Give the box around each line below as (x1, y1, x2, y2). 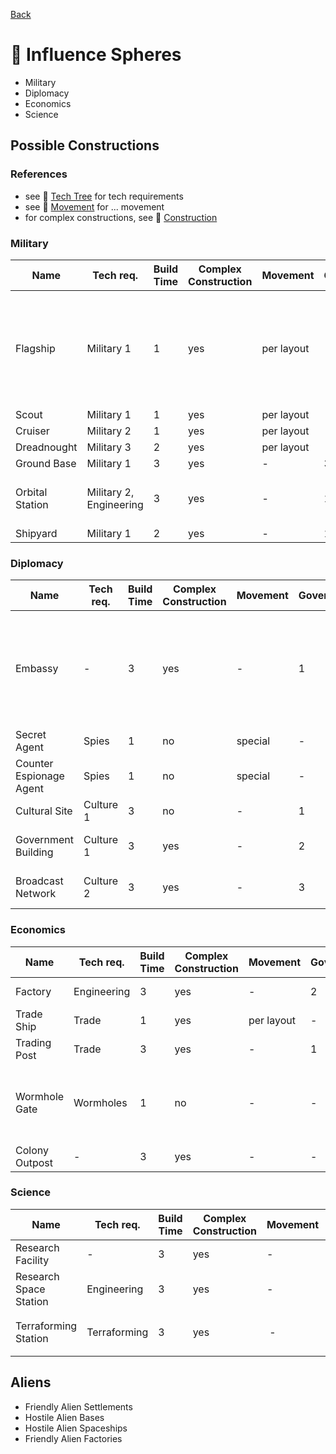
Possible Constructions (10, 137, 160, 154)
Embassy (15, 662, 59, 676)
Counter (15, 757, 54, 771)
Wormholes (73, 1095, 128, 1109)
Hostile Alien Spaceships (24, 1422, 128, 1434)
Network (15, 887, 57, 901)
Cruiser (15, 424, 50, 438)
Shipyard (15, 526, 58, 540)
